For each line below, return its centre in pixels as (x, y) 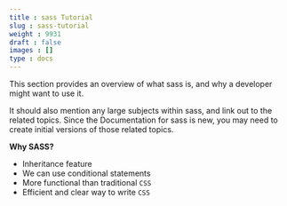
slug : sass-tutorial (49, 26)
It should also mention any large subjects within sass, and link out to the (141, 111)
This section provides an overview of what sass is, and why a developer (141, 84)
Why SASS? (32, 147)
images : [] (31, 51)
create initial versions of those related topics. (92, 129)
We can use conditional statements (86, 173)
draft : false (36, 42)
